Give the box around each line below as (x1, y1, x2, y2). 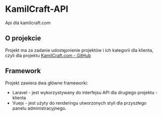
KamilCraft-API (5, 3, 68, 15)
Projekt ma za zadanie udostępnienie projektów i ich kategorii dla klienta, (5, 47, 154, 53)
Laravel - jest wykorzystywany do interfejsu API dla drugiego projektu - (12, 89, 158, 95)
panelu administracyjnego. (12, 105, 67, 111)
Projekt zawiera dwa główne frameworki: (5, 80, 88, 86)
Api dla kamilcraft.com (5, 20, 51, 26)
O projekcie (5, 34, 41, 42)
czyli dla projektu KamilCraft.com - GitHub (5, 52, 91, 58)
